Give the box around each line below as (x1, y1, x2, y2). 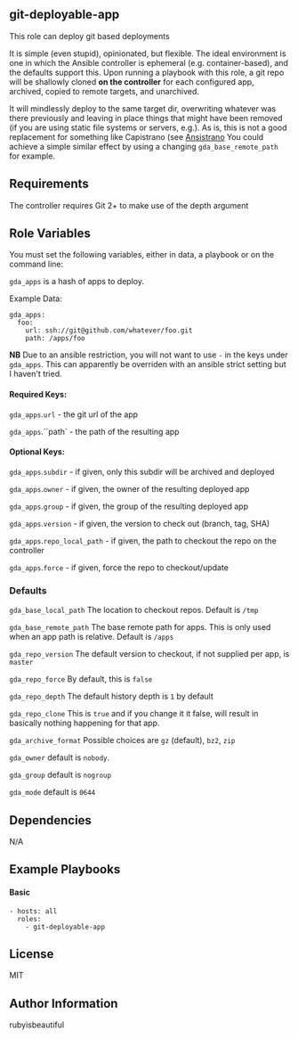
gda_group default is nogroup (9, 770, 112, 781)
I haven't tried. (9, 369, 62, 380)
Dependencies (9, 813, 92, 828)
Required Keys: (9, 389, 68, 400)
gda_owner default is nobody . (9, 752, 110, 763)
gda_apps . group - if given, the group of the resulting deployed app (9, 501, 249, 511)
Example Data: (9, 293, 62, 304)
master (9, 659, 34, 667)
